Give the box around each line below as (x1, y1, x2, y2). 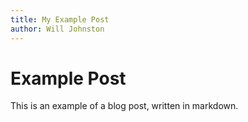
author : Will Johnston (10, 24, 105, 34)
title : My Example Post (10, 14, 110, 25)
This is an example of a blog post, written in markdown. (10, 100, 239, 112)
